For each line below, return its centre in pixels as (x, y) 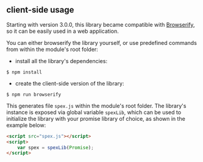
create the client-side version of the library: (69, 83)
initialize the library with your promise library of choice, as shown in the (96, 118)
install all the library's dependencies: (61, 61)
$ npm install (24, 72)
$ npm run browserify (34, 94)
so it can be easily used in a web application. (62, 31)
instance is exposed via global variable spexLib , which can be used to (94, 112)
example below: (26, 125)
